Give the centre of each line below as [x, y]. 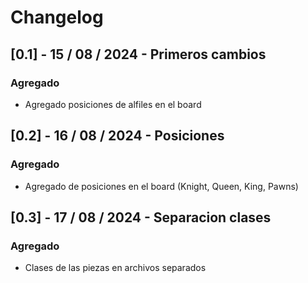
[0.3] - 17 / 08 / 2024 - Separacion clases [141, 217]
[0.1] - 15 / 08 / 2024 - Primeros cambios [138, 54]
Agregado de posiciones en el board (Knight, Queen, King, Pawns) [161, 186]
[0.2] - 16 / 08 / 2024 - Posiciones [117, 136]
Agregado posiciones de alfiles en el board [113, 104]
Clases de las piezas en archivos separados [115, 268]
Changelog [57, 17]
